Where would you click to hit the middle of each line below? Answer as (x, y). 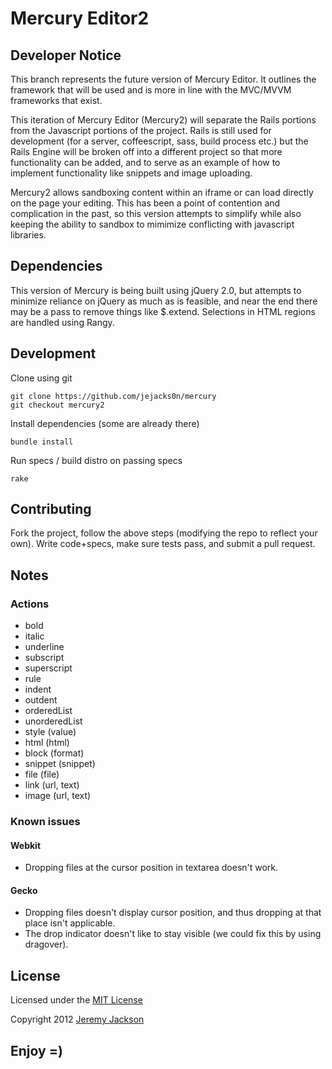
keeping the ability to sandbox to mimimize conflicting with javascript (152, 224)
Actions (30, 604)
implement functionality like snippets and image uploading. (131, 173)
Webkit (26, 845)
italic (34, 636)
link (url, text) (52, 785)
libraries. (28, 235)
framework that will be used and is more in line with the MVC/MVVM (151, 90)
